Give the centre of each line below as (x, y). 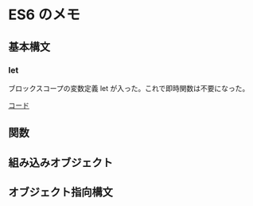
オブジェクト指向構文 (60, 192)
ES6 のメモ (45, 15)
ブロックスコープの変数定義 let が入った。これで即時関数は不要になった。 (129, 88)
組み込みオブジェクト (60, 162)
